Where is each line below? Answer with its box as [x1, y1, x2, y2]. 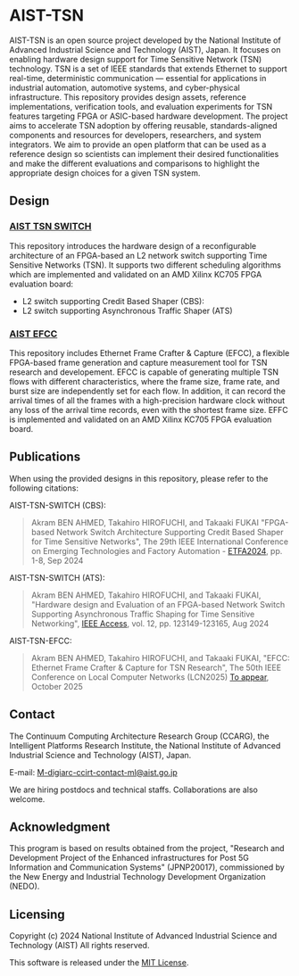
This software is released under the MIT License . [9, 957, 189, 968]
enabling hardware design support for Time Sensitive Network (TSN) [9, 54, 262, 64]
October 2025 [30, 681, 83, 691]
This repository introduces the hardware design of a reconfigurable [9, 240, 257, 251]
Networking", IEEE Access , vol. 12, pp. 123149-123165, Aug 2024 [30, 617, 270, 629]
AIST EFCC [9, 327, 58, 340]
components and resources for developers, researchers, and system [9, 129, 262, 140]
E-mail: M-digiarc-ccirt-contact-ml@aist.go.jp [9, 766, 179, 777]
